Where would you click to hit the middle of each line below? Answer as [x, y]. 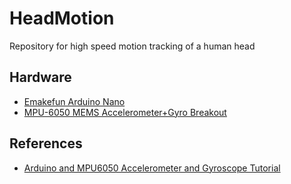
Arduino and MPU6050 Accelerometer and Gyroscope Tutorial [152, 168]
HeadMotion [62, 18]
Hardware [40, 77]
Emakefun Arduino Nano [74, 101]
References [46, 143]
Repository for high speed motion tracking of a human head [132, 46]
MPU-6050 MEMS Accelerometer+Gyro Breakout [125, 112]
